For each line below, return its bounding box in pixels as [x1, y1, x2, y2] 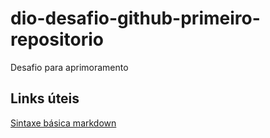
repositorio [10, 28, 104, 51]
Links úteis [10, 90, 80, 107]
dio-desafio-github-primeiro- [10, 7, 261, 30]
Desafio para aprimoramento [10, 61, 129, 73]
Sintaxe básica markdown [10, 117, 117, 129]
